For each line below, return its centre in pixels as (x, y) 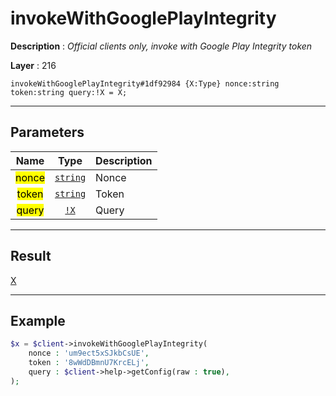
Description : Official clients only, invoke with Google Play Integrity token (161, 46)
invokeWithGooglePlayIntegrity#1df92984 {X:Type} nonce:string (145, 83)
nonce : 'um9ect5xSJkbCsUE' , (89, 353)
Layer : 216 (33, 65)
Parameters (47, 132)
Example (38, 320)
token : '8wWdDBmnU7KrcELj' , (89, 363)
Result (31, 256)
